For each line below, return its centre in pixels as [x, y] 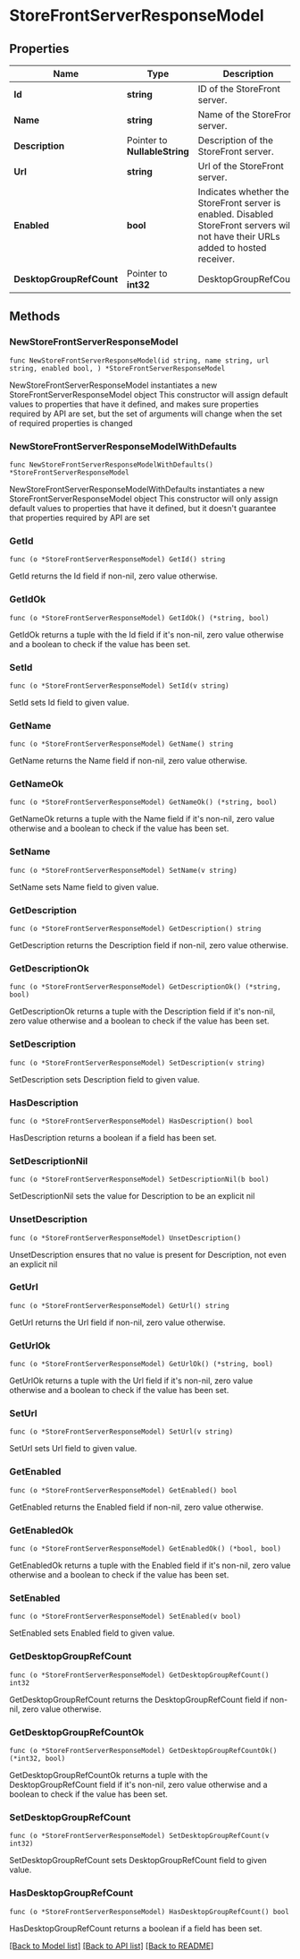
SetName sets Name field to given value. [84, 886]
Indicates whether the [244, 192]
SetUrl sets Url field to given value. [73, 1449]
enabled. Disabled [236, 214]
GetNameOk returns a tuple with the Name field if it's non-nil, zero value [142, 819]
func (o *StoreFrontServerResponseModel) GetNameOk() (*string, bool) [143, 802]
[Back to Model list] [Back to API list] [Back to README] [112, 1946]
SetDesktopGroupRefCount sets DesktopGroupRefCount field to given [138, 1861]
